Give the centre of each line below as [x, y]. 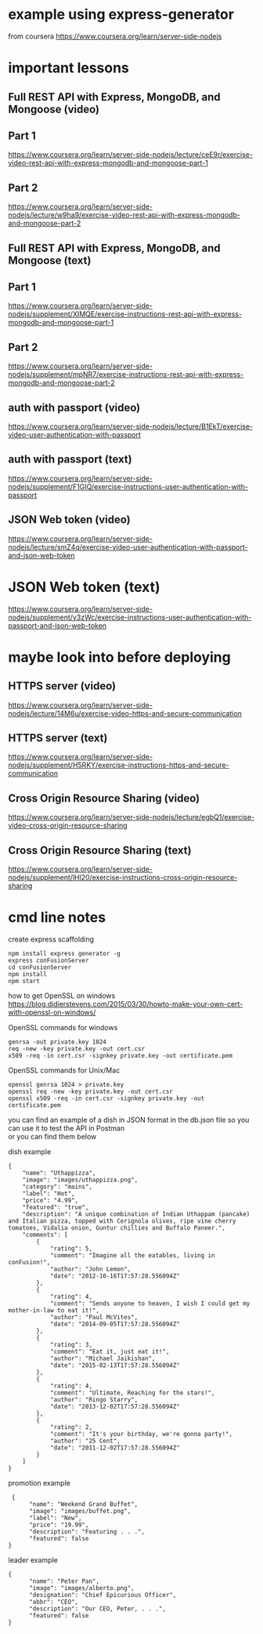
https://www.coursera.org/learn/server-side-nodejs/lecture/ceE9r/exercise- [130, 155]
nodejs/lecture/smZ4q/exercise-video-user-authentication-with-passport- [128, 546]
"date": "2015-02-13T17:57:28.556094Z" [115, 1365]
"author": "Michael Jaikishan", [103, 1358]
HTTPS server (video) [62, 686]
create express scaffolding [51, 939]
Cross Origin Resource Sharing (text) [100, 850]
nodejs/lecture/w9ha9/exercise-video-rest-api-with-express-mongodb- [124, 215]
